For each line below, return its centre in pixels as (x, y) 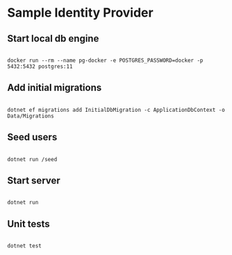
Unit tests (28, 224)
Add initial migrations (55, 88)
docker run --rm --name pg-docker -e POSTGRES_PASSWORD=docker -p (105, 60)
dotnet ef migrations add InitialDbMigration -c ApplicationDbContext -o (116, 110)
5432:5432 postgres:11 (40, 67)
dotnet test (24, 246)
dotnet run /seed (32, 159)
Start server (34, 181)
